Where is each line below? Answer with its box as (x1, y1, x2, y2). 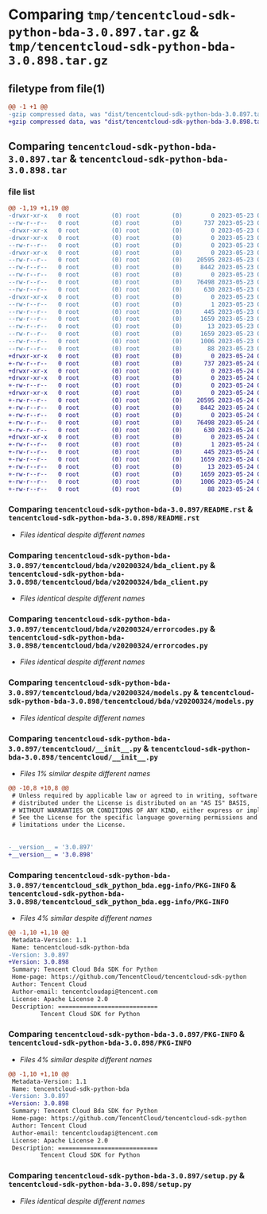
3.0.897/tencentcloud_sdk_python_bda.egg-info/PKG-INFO (8, 880, 229, 890)
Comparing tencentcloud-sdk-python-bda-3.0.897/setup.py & (8, 1170, 245, 1181)
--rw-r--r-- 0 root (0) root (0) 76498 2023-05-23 (8, 278, 254, 287)
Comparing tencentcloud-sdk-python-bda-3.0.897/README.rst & (8, 504, 253, 515)
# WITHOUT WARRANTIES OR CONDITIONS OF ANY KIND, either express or (11, 806, 244, 814)
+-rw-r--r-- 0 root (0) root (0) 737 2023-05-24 (8, 359, 254, 367)
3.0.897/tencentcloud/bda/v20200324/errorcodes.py (8, 624, 208, 633)
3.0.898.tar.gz (8, 53, 109, 68)
